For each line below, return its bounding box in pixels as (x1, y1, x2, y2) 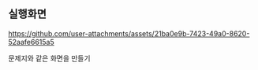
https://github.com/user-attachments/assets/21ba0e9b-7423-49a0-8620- (8, 28, 250, 38)
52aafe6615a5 (8, 37, 55, 46)
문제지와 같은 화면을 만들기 (8, 53, 91, 63)
